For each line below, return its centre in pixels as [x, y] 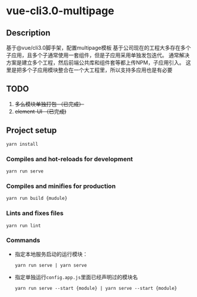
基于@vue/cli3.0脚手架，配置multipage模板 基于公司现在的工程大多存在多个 [99, 48]
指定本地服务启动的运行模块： [51, 254]
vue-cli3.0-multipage [60, 11]
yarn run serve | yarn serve [51, 265]
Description [28, 33]
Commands [23, 240]
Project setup [32, 131]
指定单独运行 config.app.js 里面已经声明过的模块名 [76, 277]
